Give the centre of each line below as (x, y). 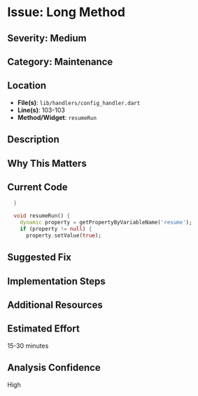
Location (27, 86)
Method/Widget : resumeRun (57, 117)
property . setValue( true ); (63, 235)
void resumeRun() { (42, 216)
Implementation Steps (57, 281)
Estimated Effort (44, 329)
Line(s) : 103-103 (41, 110)
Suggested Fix (40, 258)
